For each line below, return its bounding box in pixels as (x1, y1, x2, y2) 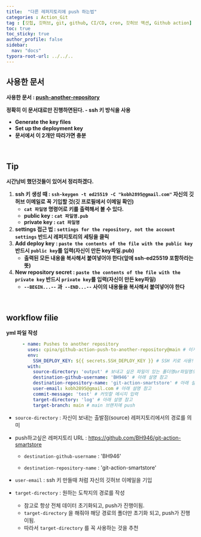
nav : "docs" (11, 48, 42, 54)
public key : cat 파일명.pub (23, 212, 89, 219)
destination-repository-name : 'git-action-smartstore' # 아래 (32, 380, 189, 386)
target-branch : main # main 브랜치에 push (32, 402, 136, 408)
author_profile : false (6, 36, 63, 42)
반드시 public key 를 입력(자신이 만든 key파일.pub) (14, 247, 135, 254)
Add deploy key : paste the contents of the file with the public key (14, 240, 193, 247)
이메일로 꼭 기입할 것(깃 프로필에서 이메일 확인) (26, 198, 134, 205)
